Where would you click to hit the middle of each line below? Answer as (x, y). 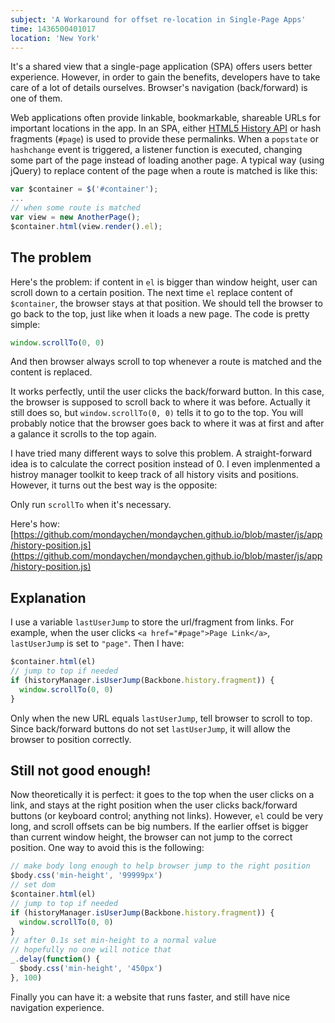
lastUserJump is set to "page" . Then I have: (97, 643)
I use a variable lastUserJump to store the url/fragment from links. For (152, 622)
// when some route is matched (75, 208)
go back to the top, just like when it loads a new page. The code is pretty (160, 313)
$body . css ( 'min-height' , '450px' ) (91, 969)
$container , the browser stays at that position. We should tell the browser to (166, 303)
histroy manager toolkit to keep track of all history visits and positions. (154, 475)
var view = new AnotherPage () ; (75, 217)
